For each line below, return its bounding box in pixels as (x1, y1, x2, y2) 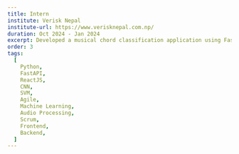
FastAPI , (20, 70, 46, 77)
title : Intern (7, 10, 50, 18)
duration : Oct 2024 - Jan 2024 (7, 30, 100, 38)
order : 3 (7, 43, 33, 50)
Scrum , (20, 116, 40, 123)
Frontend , (20, 122, 50, 130)
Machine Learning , (20, 103, 75, 110)
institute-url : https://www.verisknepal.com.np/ (7, 23, 154, 31)
